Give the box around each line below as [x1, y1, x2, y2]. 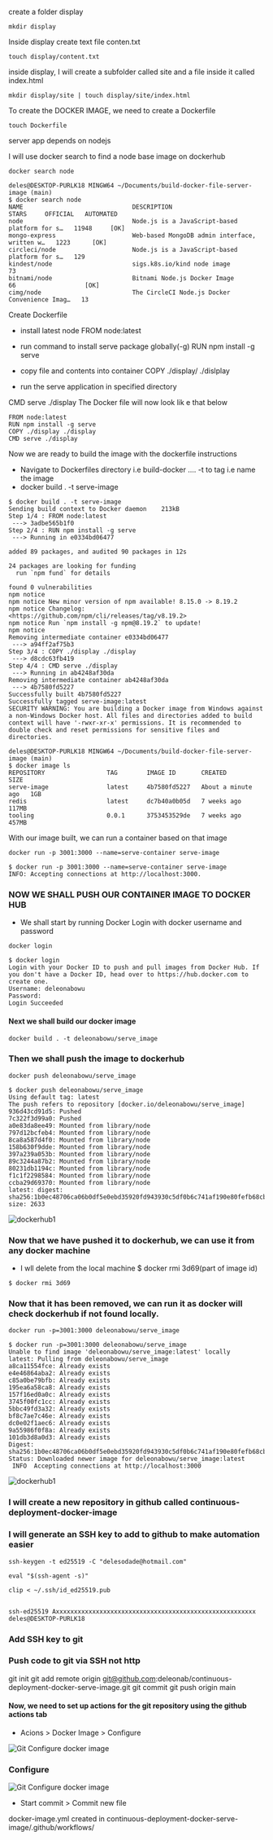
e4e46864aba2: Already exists [8, 1369, 111, 1378]
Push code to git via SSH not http [8, 1655, 141, 1666]
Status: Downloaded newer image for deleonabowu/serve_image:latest [8, 1455, 245, 1464]
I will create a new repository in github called [8, 1497, 188, 1508]
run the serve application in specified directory [19, 382, 177, 391]
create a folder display [8, 7, 84, 16]
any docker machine [8, 1244, 91, 1256]
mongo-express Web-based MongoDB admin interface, [8, 231, 256, 240]
